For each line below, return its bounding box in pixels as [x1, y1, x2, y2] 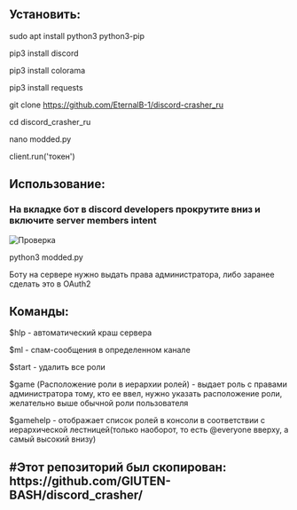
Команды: [9, 303, 69, 318]
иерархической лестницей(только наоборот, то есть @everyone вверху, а [9, 425, 289, 435]
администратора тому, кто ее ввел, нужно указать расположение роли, [9, 388, 283, 399]
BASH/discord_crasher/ [9, 487, 144, 502]
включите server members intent [9, 215, 157, 227]
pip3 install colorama [9, 65, 86, 75]
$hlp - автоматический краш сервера [9, 327, 152, 338]
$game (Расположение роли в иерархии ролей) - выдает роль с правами [9, 379, 288, 389]
